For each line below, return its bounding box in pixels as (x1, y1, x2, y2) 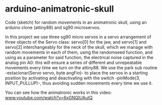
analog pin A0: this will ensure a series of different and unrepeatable (5, 60, 142, 65)
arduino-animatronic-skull (5, 3, 114, 15)
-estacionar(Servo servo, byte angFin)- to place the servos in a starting (5, 70, 148, 75)
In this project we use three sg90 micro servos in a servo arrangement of (5, 34, 152, 40)
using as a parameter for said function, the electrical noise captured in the (5, 54, 154, 60)
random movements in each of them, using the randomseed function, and (5, 49, 153, 55)
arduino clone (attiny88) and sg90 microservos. (5, 24, 101, 30)
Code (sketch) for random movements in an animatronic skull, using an (5, 19, 147, 25)
